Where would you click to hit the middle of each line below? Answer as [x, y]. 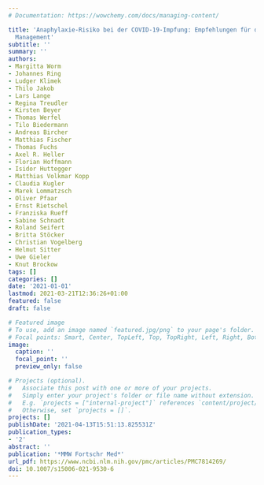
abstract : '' [29, 446]
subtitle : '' [29, 44]
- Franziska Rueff [38, 213]
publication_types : [40, 432]
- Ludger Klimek [35, 81]
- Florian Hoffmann [40, 162]
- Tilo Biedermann [38, 125]
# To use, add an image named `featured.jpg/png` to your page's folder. [132, 330]
